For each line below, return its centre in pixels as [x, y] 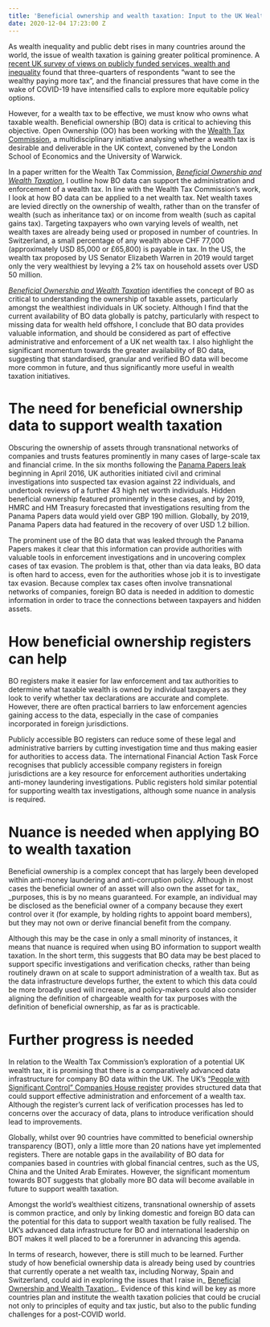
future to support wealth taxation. [63, 1189]
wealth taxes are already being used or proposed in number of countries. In [133, 231]
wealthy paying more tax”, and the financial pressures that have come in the [134, 81]
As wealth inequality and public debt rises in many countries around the [127, 46]
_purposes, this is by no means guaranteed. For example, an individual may [133, 897]
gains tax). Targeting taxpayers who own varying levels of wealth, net [123, 223]
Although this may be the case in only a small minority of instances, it [123, 938]
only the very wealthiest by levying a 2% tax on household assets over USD [133, 266]
